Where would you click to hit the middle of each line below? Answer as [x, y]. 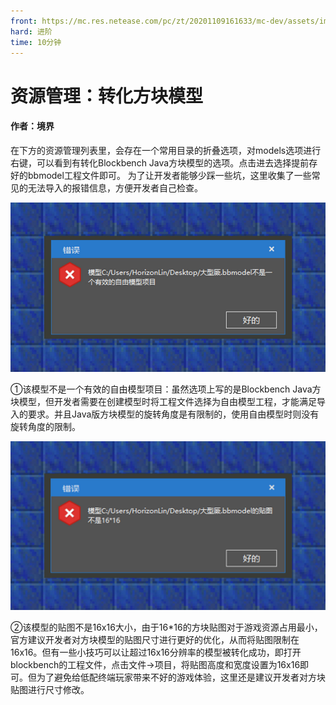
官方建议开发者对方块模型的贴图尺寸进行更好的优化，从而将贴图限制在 [155, 640]
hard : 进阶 [31, 31]
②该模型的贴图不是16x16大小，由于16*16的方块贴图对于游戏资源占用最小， [166, 627]
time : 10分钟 [36, 42]
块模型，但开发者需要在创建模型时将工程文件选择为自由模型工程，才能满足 [163, 401]
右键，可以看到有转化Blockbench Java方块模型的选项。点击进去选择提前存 [164, 162]
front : [24, 21]
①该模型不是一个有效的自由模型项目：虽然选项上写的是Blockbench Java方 [166, 389]
